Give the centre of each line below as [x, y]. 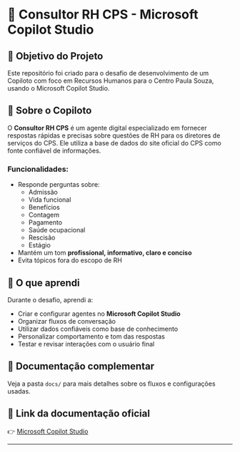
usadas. [19, 391]
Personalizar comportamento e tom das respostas [91, 336]
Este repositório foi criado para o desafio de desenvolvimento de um [108, 73]
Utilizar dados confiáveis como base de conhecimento [98, 329]
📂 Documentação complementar [81, 366]
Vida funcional [50, 200]
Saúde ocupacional [57, 230]
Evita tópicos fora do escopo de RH [70, 260]
